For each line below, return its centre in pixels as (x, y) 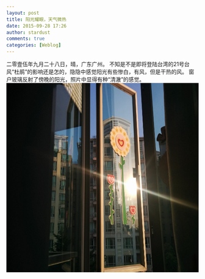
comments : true (26, 39)
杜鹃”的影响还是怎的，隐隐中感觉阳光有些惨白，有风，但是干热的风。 (101, 72)
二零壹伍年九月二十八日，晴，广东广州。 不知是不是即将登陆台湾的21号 (95, 64)
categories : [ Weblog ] (34, 45)
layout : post (23, 13)
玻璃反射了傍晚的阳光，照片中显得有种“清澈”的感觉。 (78, 79)
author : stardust (28, 32)
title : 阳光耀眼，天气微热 (37, 19)
